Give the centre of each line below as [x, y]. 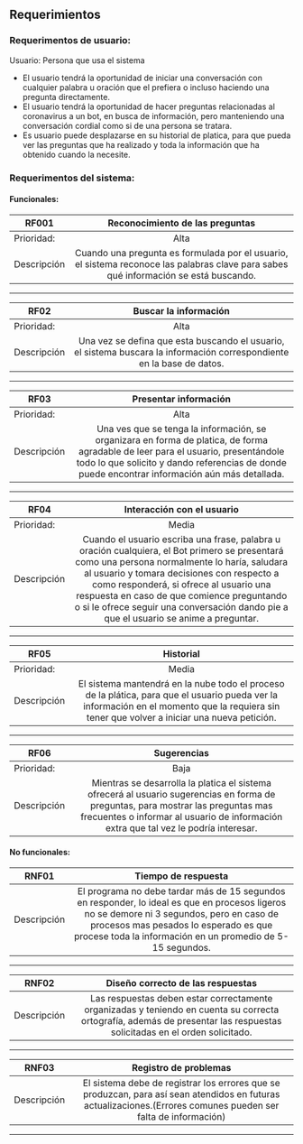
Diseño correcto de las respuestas [181, 983]
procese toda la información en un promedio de [174, 936]
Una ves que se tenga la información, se [181, 429]
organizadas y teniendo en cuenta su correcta [182, 1010]
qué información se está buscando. [182, 275]
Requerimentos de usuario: [70, 41]
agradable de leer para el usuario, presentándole [181, 451]
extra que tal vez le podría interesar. [181, 827]
